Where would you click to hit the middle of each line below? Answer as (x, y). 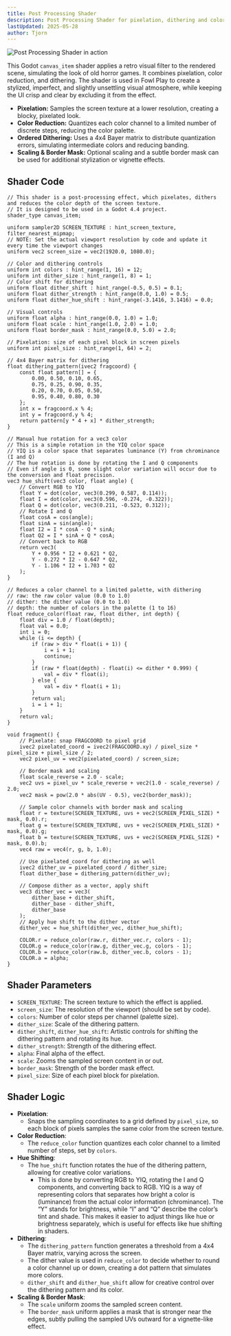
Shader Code (36, 181)
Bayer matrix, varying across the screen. (85, 1252)
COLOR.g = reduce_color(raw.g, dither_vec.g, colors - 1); (106, 946)
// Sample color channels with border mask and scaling (101, 807)
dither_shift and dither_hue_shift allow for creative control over (121, 1282)
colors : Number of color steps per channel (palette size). (98, 1016)
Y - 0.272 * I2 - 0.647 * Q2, (75, 560)
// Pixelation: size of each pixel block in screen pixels (93, 342)
